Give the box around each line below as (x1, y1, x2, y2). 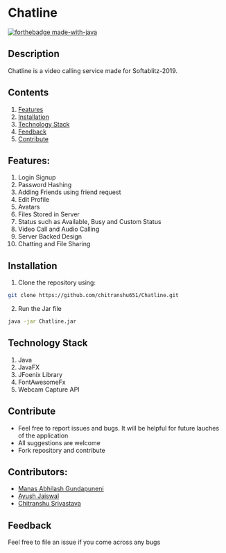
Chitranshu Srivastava (17, 499, 82, 508)
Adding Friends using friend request (17, 188, 121, 196)
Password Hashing (17, 181, 72, 189)
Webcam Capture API (17, 385, 80, 394)
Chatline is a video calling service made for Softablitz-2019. (8, 66, 178, 74)
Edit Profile (17, 195, 50, 204)
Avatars (17, 203, 40, 211)
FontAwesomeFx (17, 378, 66, 386)
